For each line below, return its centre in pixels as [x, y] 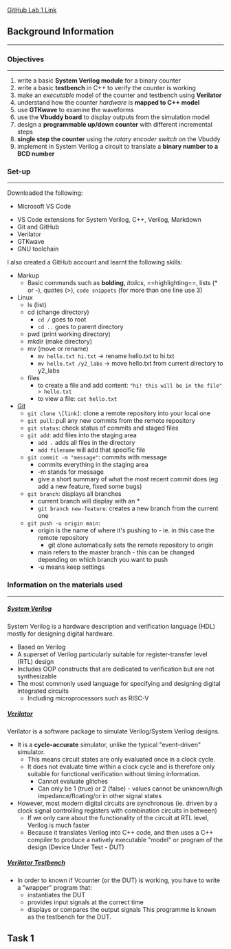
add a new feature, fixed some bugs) [90, 487]
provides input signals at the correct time [86, 902]
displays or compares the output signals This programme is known [122, 909]
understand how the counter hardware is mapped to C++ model [108, 103]
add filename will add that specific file [91, 450]
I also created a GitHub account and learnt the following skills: [95, 262]
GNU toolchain [38, 249]
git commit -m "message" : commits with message [97, 457]
